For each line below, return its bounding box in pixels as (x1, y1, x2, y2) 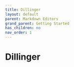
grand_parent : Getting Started (5, 21, 70, 26)
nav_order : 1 (5, 30, 32, 35)
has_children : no (5, 26, 41, 31)
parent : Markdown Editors (5, 16, 58, 21)
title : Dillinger (5, 7, 41, 12)
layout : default (5, 12, 38, 17)
